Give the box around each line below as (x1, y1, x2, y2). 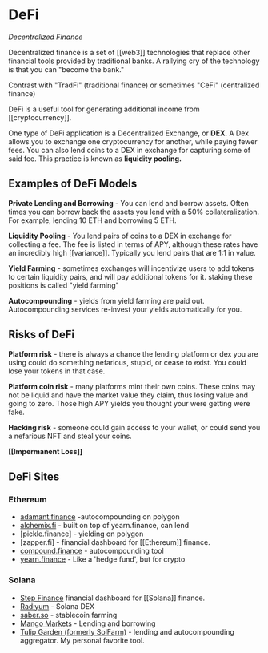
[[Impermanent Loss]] (8, 446, 83, 456)
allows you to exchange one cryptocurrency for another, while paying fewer (8, 136, 258, 146)
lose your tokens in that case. (8, 366, 106, 376)
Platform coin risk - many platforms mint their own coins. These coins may (8, 381, 256, 391)
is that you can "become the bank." (8, 64, 125, 74)
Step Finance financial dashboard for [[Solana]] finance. (19, 593, 206, 603)
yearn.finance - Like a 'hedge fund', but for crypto (19, 554, 186, 564)
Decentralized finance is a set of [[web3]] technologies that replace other (8, 47, 250, 57)
